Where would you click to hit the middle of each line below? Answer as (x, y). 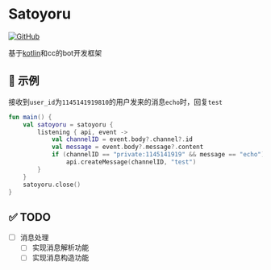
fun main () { (30, 117)
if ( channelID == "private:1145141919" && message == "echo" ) (158, 155)
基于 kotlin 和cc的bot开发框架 (55, 52)
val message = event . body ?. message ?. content (127, 147)
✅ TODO (29, 217)
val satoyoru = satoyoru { (68, 125)
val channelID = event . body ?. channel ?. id (122, 139)
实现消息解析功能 (60, 247)
